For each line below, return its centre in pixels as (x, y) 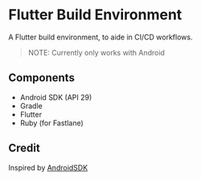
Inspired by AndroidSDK (48, 167)
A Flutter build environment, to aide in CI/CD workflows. (100, 37)
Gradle (31, 105)
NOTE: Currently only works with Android (96, 52)
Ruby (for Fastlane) (52, 123)
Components (41, 78)
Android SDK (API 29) (56, 97)
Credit (24, 148)
